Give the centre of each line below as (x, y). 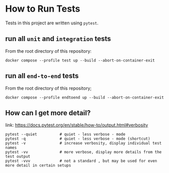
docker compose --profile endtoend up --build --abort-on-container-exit (85, 97)
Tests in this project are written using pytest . (52, 23)
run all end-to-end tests (42, 76)
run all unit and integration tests (58, 39)
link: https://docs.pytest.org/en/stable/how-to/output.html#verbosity (77, 125)
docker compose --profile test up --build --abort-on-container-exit (80, 60)
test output (18, 157)
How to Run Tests (43, 9)
